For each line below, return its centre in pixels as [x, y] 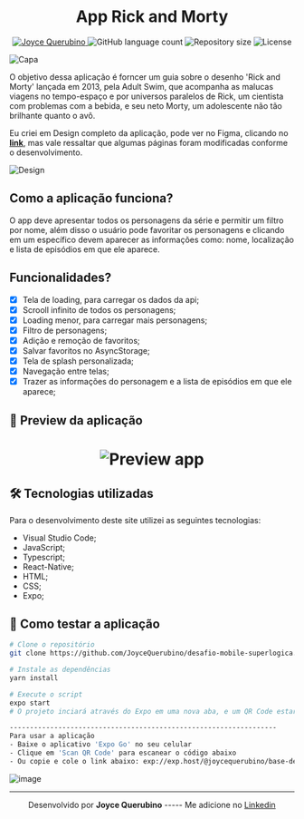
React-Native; [48, 566]
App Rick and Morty [152, 17]
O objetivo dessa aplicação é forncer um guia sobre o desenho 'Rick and [145, 77]
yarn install [34, 678]
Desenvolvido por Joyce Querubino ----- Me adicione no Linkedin [152, 804]
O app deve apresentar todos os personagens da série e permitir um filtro [147, 220]
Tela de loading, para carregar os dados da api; [111, 299]
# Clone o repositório [52, 645]
